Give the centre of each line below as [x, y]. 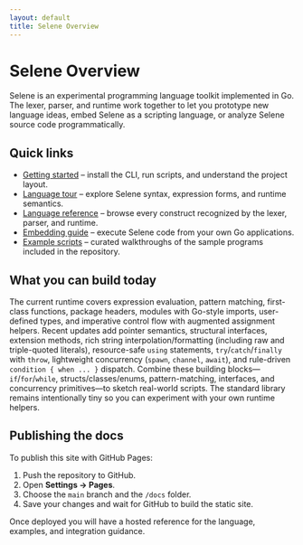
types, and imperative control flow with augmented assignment [158, 321]
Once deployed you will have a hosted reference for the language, [133, 522]
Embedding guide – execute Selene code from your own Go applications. [158, 232]
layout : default [40, 18]
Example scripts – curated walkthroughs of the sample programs [143, 242]
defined [24, 321]
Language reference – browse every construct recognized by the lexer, [155, 213]
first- [277, 302]
